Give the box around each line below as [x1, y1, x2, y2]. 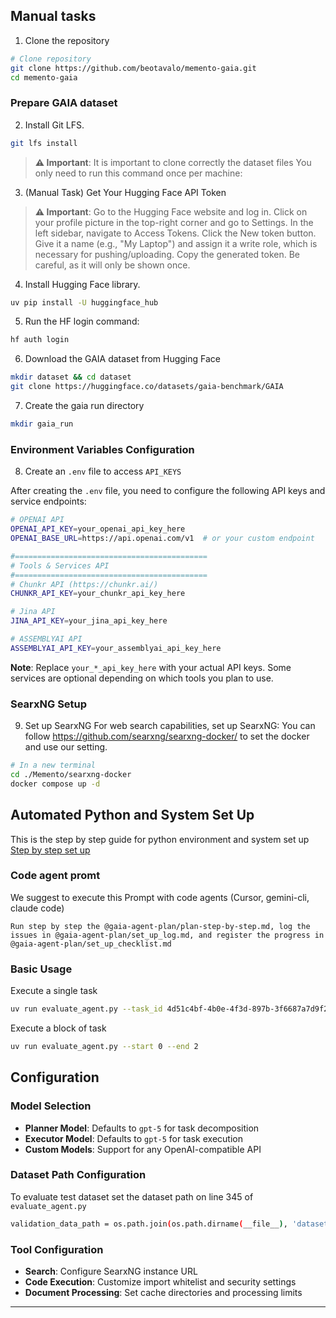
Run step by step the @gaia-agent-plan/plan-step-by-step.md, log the [10, 921, 311, 931]
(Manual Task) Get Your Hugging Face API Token [24, 186, 227, 198]
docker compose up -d [10, 779, 101, 789]
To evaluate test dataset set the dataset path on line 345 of [10, 1190, 254, 1203]
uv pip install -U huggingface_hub [10, 297, 159, 308]
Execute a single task [10, 985, 98, 997]
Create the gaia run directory [24, 400, 145, 412]
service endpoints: [10, 495, 87, 508]
